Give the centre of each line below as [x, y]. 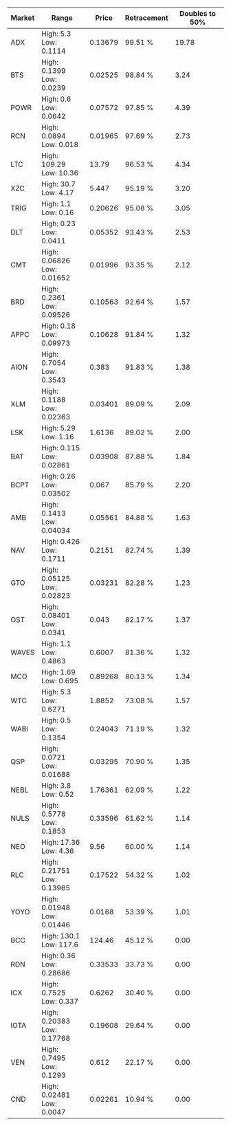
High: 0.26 [58, 476]
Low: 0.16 [57, 212]
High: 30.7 [58, 184]
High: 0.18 [58, 326]
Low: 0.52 [57, 794]
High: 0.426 [60, 541]
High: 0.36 [58, 956]
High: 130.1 [60, 936]
